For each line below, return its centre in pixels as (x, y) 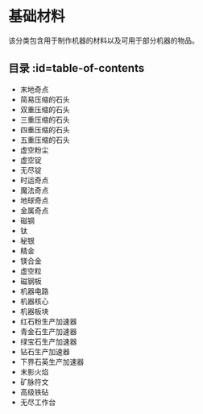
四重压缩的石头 (45, 129)
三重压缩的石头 (45, 119)
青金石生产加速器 (48, 331)
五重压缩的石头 (45, 140)
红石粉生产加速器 (48, 321)
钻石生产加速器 (45, 351)
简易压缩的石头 (45, 99)
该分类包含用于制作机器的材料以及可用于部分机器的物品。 (104, 40)
